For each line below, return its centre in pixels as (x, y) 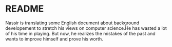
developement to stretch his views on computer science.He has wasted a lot (86, 28)
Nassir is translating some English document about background (72, 23)
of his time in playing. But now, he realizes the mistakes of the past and (80, 33)
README (25, 9)
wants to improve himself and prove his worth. (54, 39)
